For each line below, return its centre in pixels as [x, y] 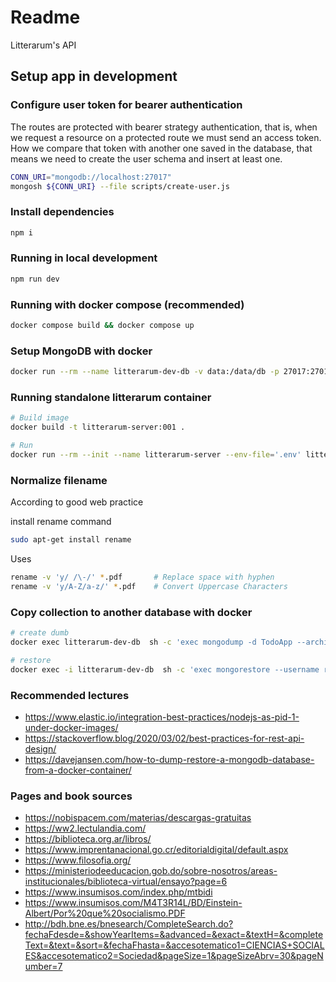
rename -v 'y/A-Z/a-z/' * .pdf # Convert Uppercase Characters [149, 586]
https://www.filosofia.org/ [78, 860]
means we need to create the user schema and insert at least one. [146, 158]
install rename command [61, 522]
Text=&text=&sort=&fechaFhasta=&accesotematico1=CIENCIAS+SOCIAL [174, 945]
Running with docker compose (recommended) [127, 304]
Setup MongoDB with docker [81, 351]
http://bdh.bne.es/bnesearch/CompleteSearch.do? [129, 924]
